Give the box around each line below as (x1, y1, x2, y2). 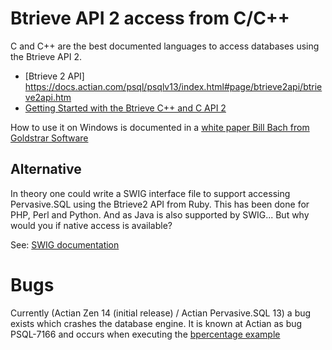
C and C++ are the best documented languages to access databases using (10, 40, 320, 52)
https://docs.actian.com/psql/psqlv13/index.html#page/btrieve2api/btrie (24, 80, 323, 92)
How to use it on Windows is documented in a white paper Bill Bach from (10, 121, 310, 133)
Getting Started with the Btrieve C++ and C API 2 (24, 102, 227, 114)
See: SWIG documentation (10, 238, 120, 251)
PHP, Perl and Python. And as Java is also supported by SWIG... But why (10, 208, 310, 221)
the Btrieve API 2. (10, 50, 82, 62)
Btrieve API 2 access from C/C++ (10, 7, 290, 30)
